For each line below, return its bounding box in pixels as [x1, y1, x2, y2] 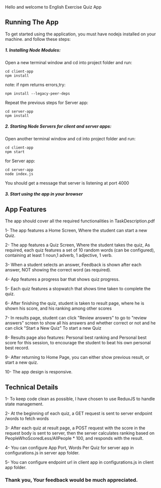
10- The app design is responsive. [5, 369, 73, 375]
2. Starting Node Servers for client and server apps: [5, 123, 112, 129]
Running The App [5, 18, 59, 26]
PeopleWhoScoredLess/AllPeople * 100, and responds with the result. [5, 435, 144, 441]
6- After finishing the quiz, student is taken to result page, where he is [5, 301, 145, 306]
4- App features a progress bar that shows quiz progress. [5, 276, 120, 282]
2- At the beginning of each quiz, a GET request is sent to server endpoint [5, 410, 152, 416]
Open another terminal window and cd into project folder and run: [5, 135, 136, 141]
